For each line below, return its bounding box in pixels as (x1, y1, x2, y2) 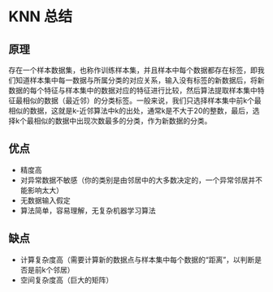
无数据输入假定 (19, 195, 71, 205)
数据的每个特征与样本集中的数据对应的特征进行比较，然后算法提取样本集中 (8, 86, 258, 95)
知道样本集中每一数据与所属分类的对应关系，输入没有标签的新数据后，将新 (15, 75, 265, 85)
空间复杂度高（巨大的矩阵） (19, 275, 114, 285)
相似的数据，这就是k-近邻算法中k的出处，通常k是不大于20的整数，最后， (8, 106, 253, 115)
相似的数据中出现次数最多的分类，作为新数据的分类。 (33, 116, 212, 126)
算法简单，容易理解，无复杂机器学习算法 (19, 205, 156, 215)
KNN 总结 (8, 7, 73, 26)
